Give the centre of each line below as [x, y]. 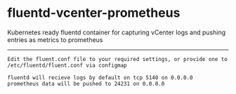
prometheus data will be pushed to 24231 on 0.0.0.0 [86, 83]
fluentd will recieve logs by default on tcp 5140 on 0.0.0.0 [100, 78]
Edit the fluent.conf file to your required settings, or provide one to [118, 59]
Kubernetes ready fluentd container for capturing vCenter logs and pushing [117, 32]
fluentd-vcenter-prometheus [94, 13]
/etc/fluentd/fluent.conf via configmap [67, 65]
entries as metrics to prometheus [55, 39]
